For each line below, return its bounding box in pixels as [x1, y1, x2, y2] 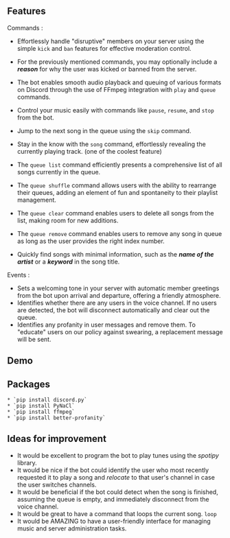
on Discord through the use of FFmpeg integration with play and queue [16, 85, 216, 93]
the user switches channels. [16, 480, 97, 489]
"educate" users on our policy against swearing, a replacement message [16, 327, 223, 336]
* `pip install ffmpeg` [7, 408, 76, 416]
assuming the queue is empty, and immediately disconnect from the [16, 495, 209, 503]
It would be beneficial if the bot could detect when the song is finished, [16, 487, 218, 496]
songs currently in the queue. [16, 167, 101, 176]
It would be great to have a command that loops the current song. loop [16, 509, 218, 517]
